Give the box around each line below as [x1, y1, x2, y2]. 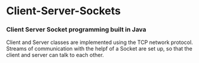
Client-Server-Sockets [6, 4, 121, 18]
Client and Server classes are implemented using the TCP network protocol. [6, 39, 193, 46]
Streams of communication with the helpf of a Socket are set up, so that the [6, 45, 193, 52]
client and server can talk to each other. [6, 52, 105, 59]
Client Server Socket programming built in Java [6, 26, 146, 34]
